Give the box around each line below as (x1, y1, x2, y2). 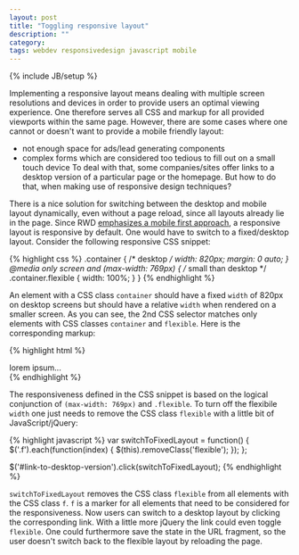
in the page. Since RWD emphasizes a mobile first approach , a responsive (9, 218, 280, 228)
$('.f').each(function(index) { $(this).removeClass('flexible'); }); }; (9, 444, 247, 455)
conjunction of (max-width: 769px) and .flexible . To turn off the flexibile (9, 399, 278, 410)
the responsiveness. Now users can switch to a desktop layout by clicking (9, 508, 280, 518)
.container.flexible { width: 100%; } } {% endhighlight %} (9, 273, 215, 284)
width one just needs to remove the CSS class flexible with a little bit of (9, 408, 274, 419)
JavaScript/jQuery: (9, 418, 78, 428)
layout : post (9, 12, 58, 22)
